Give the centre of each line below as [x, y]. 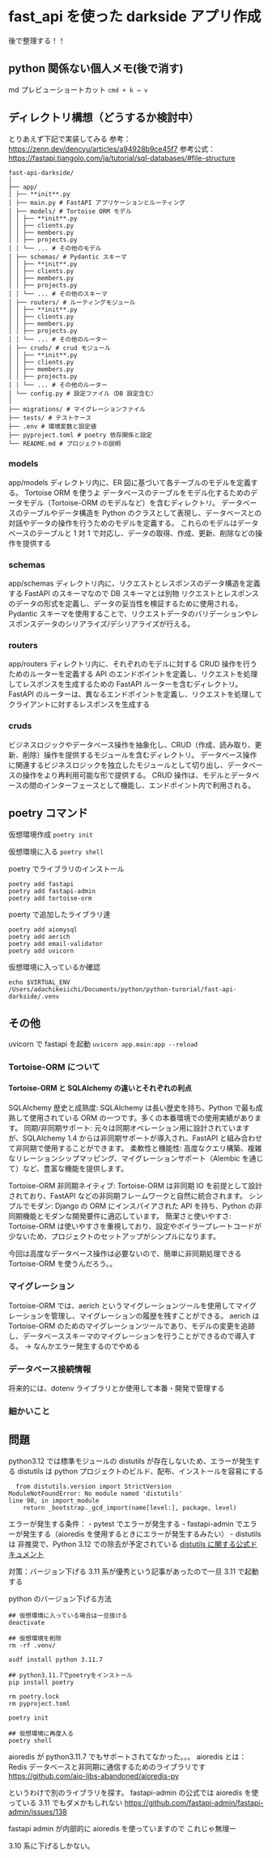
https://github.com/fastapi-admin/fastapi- [194, 1802]
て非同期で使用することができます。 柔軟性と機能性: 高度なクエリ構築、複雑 [135, 1148]
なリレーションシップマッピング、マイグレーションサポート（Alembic [124, 1158]
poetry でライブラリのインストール [66, 868]
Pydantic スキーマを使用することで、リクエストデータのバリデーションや [130, 614]
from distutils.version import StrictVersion [94, 1486]
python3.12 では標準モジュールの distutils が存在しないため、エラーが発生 [131, 1461]
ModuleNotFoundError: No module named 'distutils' [96, 1494]
